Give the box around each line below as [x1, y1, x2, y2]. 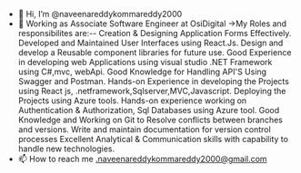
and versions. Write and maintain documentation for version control [17, 124, 271, 135]
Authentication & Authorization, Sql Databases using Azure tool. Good [17, 105, 280, 115]
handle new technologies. [17, 143, 115, 154]
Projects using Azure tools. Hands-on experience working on [17, 95, 247, 106]
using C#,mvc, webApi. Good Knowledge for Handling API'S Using [17, 66, 266, 77]
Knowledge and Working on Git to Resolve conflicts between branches [17, 114, 284, 125]
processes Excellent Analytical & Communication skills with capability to [17, 134, 289, 144]
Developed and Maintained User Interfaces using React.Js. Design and [17, 37, 284, 48]
